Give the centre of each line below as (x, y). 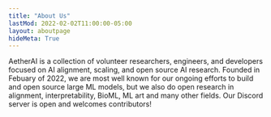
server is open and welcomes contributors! (80, 104)
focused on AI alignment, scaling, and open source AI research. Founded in (134, 70)
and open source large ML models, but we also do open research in (121, 87)
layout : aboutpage (39, 31)
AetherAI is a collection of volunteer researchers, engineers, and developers (136, 61)
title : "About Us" (39, 16)
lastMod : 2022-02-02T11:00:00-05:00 (70, 23)
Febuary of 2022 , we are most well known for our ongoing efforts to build (131, 78)
